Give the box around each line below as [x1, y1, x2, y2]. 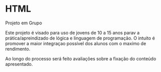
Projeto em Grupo [5, 20, 42, 26]
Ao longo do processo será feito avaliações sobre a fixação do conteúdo [5, 55, 156, 61]
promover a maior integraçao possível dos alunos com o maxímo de [5, 40, 146, 46]
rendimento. [5, 46, 31, 52]
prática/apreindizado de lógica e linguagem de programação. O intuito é [5, 35, 155, 41]
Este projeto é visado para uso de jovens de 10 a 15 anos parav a [5, 29, 140, 35]
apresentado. [5, 61, 33, 67]
